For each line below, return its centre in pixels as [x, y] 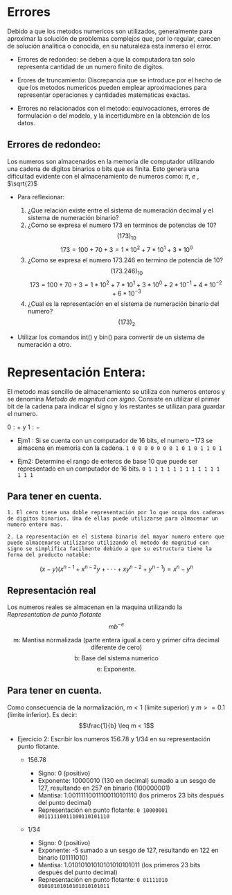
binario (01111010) [63, 857]
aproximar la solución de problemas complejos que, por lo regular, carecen [114, 38]
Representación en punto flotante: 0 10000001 [103, 810]
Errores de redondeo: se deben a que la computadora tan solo [106, 59]
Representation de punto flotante [54, 615]
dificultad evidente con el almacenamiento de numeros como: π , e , [103, 176]
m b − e [116, 626]
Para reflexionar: [41, 197]
